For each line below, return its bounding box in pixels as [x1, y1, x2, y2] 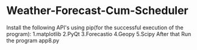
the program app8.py [6, 37, 60, 44]
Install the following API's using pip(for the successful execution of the [6, 24, 184, 31]
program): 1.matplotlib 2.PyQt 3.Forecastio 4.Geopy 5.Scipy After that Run [6, 30, 192, 37]
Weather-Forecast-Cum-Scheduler [6, 4, 189, 18]
